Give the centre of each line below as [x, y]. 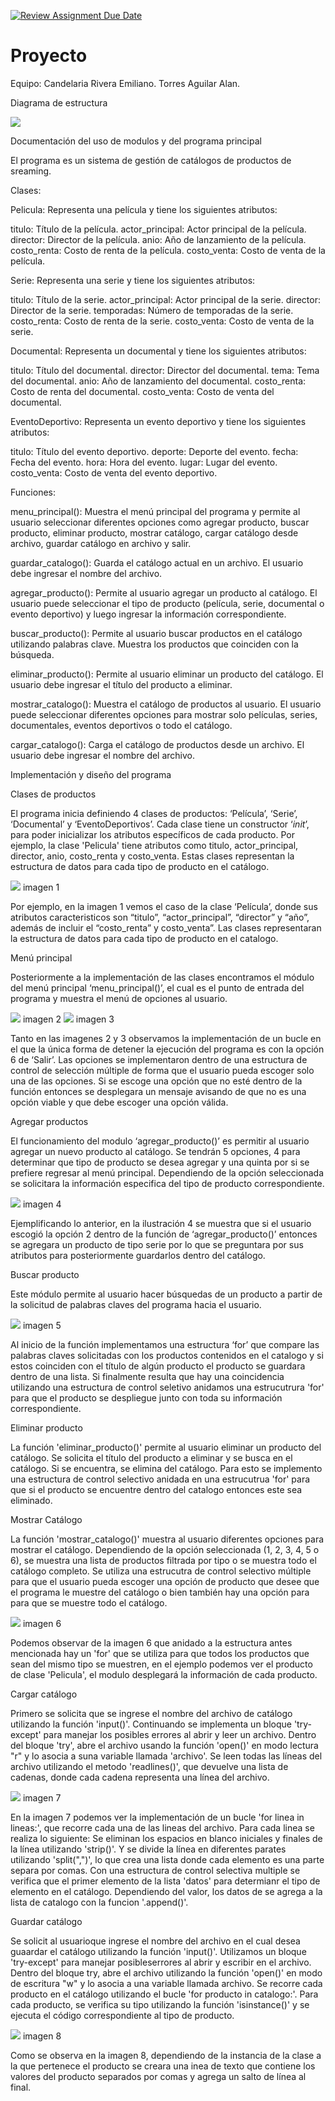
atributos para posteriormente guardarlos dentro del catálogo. [138, 1255]
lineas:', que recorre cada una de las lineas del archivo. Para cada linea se [162, 1827]
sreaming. [31, 171]
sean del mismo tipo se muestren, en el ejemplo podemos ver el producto [161, 1664]
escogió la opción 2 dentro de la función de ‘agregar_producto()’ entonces [164, 1234]
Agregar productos [49, 1121]
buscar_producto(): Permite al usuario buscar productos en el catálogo [156, 633]
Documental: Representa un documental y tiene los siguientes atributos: [158, 351]
